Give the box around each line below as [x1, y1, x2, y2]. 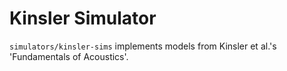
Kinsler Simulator [9, 7, 157, 30]
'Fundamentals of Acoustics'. [9, 50, 129, 62]
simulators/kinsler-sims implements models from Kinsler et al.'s [9, 40, 277, 52]
